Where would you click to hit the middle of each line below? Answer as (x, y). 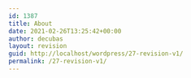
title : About (30, 24)
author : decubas (36, 39)
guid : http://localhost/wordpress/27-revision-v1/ (96, 54)
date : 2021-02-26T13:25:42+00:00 (65, 31)
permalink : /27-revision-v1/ (58, 62)
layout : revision (38, 46)
